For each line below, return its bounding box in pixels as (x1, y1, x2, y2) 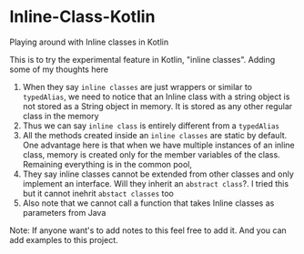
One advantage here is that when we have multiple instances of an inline (22, 139, 296, 150)
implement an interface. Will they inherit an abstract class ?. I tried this (22, 178, 289, 188)
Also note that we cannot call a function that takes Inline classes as (22, 198, 275, 208)
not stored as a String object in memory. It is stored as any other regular (22, 100, 293, 111)
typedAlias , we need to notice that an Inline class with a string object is (22, 91, 290, 102)
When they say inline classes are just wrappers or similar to (22, 81, 253, 92)
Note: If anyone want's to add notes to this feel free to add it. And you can (9, 225, 287, 236)
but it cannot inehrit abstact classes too (22, 188, 175, 198)
